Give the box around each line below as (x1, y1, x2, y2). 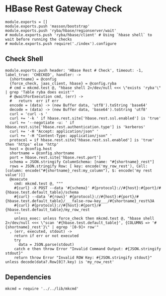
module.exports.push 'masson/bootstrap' (5, 23, 90, 29)
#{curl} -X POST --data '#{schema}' (14, 185, 90, 191)
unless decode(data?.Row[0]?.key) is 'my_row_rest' (5, 259, 114, 264)
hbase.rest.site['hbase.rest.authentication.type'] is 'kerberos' (5, 124, 146, 129)
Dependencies (5, 273, 51, 282)
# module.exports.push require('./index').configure (5, 41, 117, 46)
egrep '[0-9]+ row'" (56, 224, 99, 229)
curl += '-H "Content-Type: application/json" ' (9, 133, 112, 138)
